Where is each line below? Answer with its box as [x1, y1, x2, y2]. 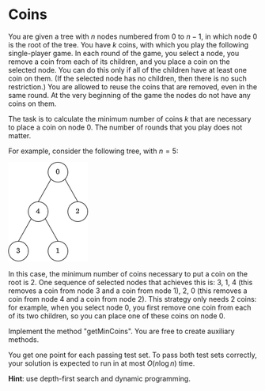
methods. [8, 334, 40, 344]
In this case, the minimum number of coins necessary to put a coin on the [8, 269, 248, 278]
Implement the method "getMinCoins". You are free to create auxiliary [8, 326, 235, 336]
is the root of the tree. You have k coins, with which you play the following [8, 39, 249, 49]
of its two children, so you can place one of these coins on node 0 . [8, 310, 225, 321]
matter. [8, 130, 32, 140]
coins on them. [8, 99, 57, 108]
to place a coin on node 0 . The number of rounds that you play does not [8, 122, 243, 132]
